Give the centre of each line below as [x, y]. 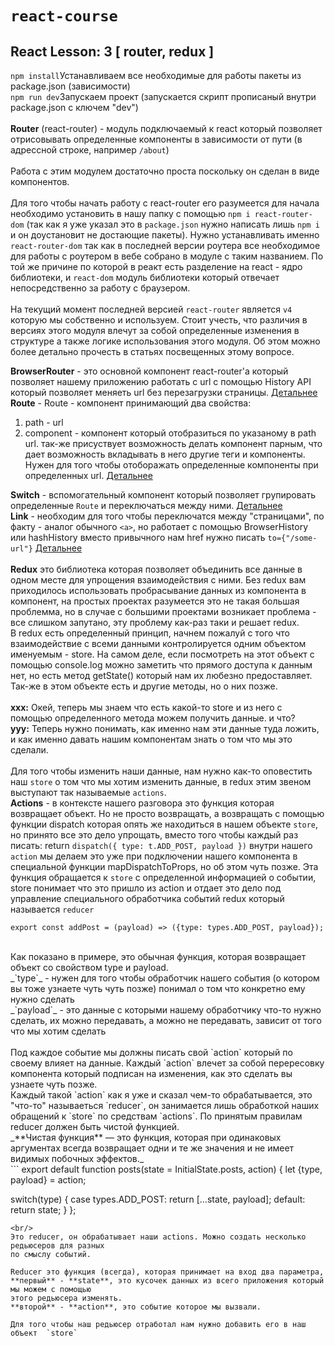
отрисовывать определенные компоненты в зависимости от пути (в [156, 139]
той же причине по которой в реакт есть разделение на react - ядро [156, 266]
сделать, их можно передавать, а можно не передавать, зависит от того [166, 1020]
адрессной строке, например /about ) [90, 150]
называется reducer [52, 909]
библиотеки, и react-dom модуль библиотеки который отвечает [145, 277]
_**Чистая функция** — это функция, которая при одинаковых [146, 1137]
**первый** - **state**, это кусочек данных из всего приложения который [167, 1281]
